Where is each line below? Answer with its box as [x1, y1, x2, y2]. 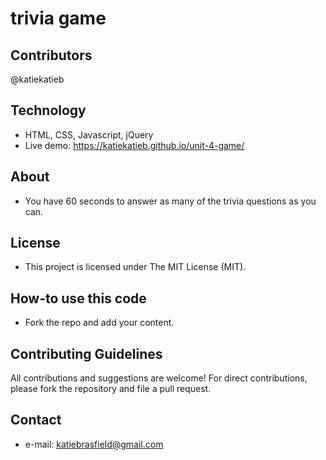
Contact [10, 412, 62, 429]
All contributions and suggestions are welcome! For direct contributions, [10, 372, 308, 384]
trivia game [10, 7, 107, 30]
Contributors [10, 47, 93, 64]
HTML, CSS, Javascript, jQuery [24, 128, 154, 141]
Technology [10, 102, 87, 119]
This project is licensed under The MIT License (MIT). [24, 261, 247, 273]
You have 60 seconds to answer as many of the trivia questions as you [24, 195, 317, 207]
